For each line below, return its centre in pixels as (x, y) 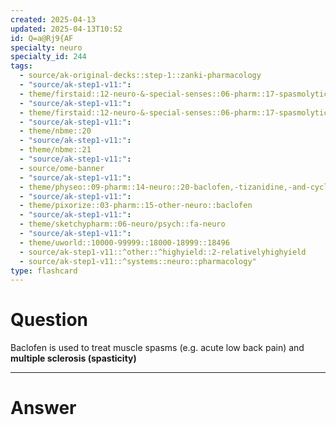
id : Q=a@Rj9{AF (42, 38)
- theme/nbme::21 (55, 150)
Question (49, 320)
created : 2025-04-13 (53, 19)
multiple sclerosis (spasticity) (73, 358)
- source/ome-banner (62, 168)
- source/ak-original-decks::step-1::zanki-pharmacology (140, 76)
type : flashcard (44, 271)
